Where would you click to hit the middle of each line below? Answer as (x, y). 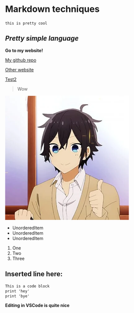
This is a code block (27, 286)
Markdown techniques (52, 9)
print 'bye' (17, 296)
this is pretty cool (26, 23)
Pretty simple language (42, 38)
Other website (20, 69)
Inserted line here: (34, 274)
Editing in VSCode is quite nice (37, 305)
